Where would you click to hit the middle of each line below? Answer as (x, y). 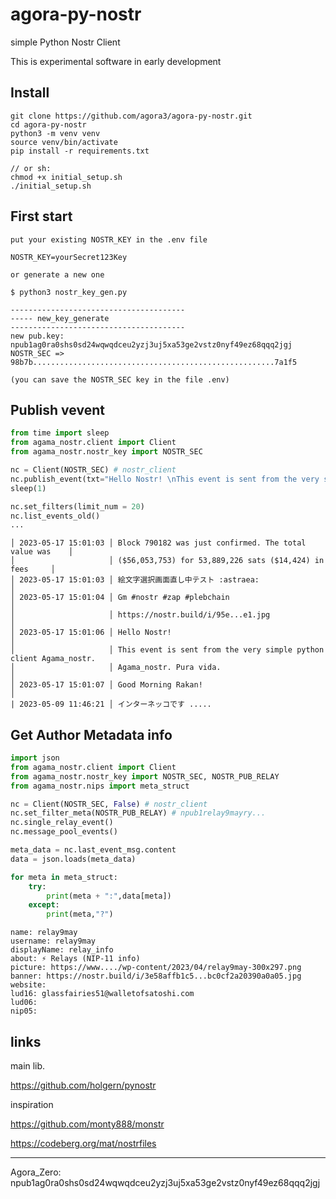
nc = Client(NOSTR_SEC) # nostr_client (93, 470)
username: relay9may (53, 941)
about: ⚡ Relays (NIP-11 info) (75, 959)
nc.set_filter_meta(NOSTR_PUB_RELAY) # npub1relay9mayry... (138, 813)
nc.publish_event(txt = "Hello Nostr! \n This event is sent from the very (165, 479)
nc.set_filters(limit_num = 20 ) (77, 506)
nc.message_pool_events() (64, 832)
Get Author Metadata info (91, 734)
